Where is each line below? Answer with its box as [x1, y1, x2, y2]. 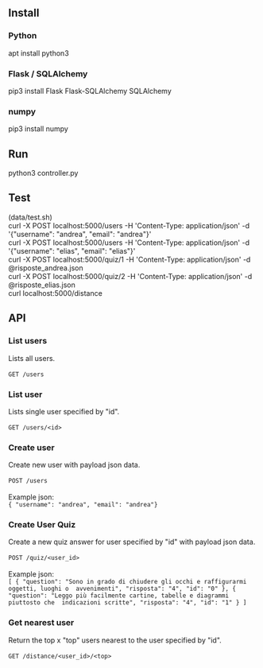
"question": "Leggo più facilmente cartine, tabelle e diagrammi [8, 592, 229, 600]
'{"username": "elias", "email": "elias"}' [8, 246, 136, 255]
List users [8, 336, 48, 347]
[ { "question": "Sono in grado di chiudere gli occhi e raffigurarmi [8, 578, 247, 586]
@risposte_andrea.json [8, 262, 83, 273]
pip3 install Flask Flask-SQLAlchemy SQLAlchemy [8, 86, 172, 95]
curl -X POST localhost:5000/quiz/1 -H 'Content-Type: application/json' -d [8, 254, 251, 264]
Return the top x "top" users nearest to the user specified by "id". [8, 635, 222, 645]
